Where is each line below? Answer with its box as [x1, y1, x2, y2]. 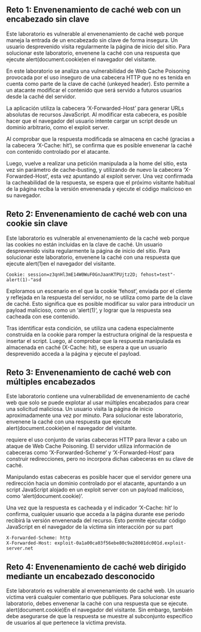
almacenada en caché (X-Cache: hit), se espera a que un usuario [6, 344, 167, 351]
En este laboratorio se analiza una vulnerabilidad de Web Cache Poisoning [6, 67, 190, 74]
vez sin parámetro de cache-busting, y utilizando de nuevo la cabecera [6, 166, 182, 173]
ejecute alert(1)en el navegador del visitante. [6, 260, 116, 267]
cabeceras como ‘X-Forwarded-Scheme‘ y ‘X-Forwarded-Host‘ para [6, 449, 175, 456]
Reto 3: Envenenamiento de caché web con [6, 368, 171, 378]
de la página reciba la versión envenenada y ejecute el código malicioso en [6, 185, 192, 192]
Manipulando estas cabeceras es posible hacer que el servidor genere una [6, 473, 191, 481]
